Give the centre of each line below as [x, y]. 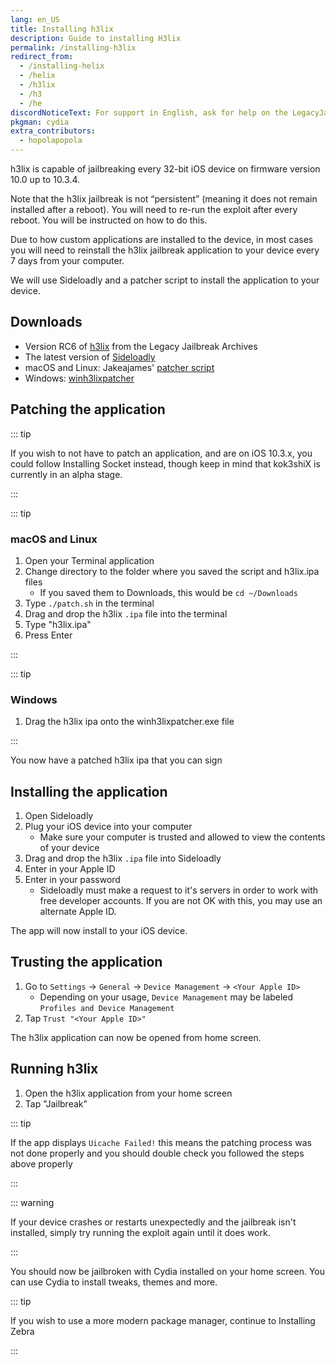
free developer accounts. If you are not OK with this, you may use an [181, 901]
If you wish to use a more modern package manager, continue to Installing [163, 1320]
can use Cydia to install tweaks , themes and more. [114, 1282]
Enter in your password [72, 880]
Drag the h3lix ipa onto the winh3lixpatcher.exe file [129, 722]
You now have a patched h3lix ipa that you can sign [116, 760]
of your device [69, 848]
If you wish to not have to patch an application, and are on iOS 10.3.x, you [161, 453]
